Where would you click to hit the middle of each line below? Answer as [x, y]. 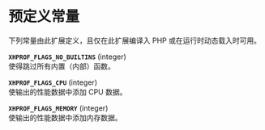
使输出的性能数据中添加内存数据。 [65, 117]
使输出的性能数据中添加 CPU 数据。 [68, 92]
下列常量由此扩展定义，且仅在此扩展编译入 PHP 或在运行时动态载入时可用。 [135, 40]
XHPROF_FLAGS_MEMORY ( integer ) [58, 108]
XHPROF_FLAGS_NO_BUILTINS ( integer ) [68, 57]
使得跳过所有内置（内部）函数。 [62, 66]
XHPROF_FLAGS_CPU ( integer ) [53, 82]
